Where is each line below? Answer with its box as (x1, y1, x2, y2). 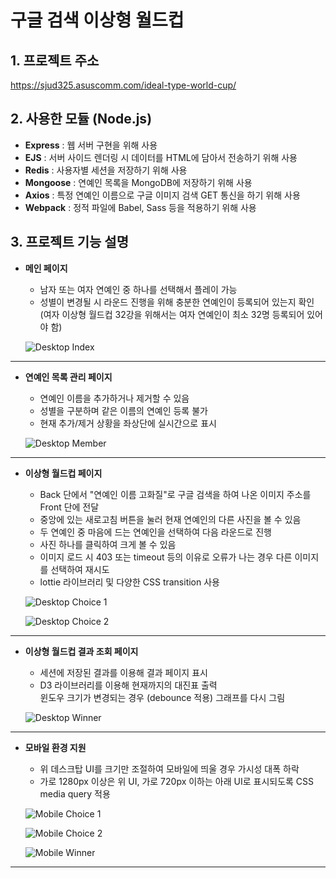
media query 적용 (39, 787, 111, 800)
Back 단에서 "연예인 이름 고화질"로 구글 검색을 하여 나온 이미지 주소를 (39, 488, 312, 500)
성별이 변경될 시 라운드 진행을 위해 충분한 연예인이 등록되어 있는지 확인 (39, 296, 315, 308)
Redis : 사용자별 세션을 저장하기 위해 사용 (24, 164, 188, 176)
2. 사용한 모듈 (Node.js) (10, 111, 153, 128)
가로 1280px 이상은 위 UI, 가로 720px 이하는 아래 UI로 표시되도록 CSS (39, 775, 315, 787)
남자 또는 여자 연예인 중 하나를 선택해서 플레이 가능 (39, 283, 238, 295)
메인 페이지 (24, 262, 68, 274)
